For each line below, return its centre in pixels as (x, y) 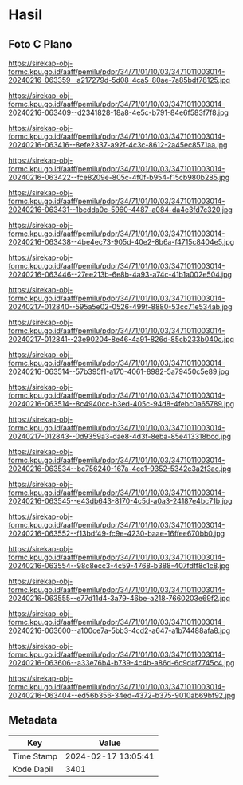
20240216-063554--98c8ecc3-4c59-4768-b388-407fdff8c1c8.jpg (119, 566)
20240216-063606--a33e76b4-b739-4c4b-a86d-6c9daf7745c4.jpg (121, 663)
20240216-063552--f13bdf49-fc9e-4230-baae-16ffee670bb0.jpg (117, 533)
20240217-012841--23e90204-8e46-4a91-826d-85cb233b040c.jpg (121, 339)
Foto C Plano (40, 44)
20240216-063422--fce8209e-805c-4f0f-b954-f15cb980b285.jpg (119, 177)
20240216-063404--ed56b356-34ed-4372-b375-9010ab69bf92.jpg (122, 695)
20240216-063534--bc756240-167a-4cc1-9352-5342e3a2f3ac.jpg (120, 469)
